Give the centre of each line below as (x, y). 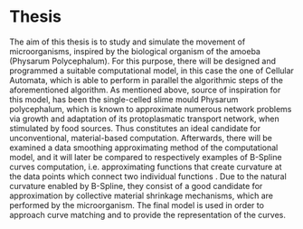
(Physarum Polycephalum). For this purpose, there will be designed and (143, 61)
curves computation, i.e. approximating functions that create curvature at (146, 167)
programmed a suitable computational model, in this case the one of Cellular (151, 71)
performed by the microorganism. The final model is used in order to (137, 205)
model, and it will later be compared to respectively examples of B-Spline (146, 157)
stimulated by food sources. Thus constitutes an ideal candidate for (135, 128)
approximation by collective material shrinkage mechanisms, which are (142, 196)
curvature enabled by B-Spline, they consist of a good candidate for (136, 186)
